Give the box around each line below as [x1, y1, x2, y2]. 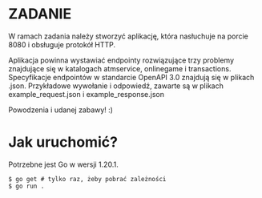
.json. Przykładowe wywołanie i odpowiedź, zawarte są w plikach [8, 81, 224, 91]
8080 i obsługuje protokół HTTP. [8, 39, 116, 49]
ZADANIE [8, 5, 72, 23]
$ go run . [8, 182, 45, 190]
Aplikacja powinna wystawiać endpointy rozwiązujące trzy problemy [8, 55, 235, 65]
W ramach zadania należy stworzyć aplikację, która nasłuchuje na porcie [8, 31, 248, 41]
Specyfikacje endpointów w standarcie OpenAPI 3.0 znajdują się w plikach [8, 72, 255, 82]
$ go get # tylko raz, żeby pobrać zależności [8, 175, 167, 183]
